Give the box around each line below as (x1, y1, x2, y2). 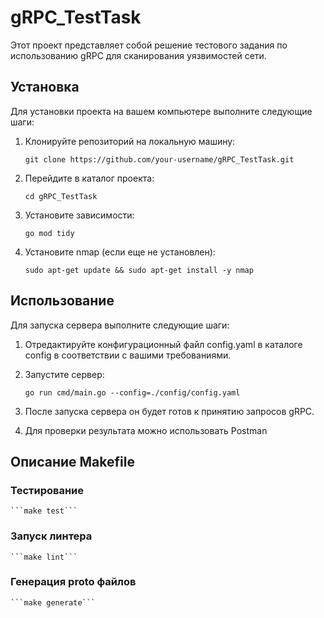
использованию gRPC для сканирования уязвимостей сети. (10, 49, 267, 61)
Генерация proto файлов (10, 575, 137, 589)
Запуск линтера (10, 529, 93, 543)
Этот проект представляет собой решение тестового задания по (10, 39, 288, 51)
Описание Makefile (10, 453, 135, 470)
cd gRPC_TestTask (24, 191, 98, 201)
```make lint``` (10, 552, 78, 562)
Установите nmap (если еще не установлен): (24, 246, 216, 258)
